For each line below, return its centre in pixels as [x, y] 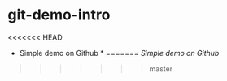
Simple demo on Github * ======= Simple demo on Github [119, 53]
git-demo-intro [59, 15]
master [161, 68]
